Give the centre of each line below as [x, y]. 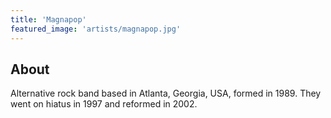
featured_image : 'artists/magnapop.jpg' [96, 29]
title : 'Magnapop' [48, 19]
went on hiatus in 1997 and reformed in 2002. [104, 104]
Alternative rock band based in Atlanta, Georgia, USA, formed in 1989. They [166, 93]
